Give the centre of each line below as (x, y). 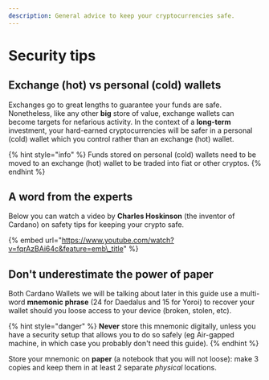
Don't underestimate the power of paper (111, 274)
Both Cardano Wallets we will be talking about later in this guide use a (123, 294)
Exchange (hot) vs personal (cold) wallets (115, 85)
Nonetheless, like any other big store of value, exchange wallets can (121, 113)
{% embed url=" (35, 240)
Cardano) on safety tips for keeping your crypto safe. (96, 225)
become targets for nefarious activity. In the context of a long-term (120, 122)
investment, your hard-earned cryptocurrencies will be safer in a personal (130, 130)
